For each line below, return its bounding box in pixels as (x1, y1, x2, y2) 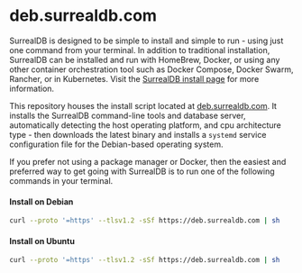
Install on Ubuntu (9, 235, 75, 246)
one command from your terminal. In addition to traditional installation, (9, 44, 270, 55)
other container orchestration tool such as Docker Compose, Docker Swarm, (9, 64, 294, 75)
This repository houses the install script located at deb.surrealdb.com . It (9, 100, 278, 111)
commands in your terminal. (9, 175, 114, 186)
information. (9, 83, 55, 94)
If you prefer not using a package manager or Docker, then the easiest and (9, 156, 287, 167)
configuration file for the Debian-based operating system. (9, 139, 224, 150)
